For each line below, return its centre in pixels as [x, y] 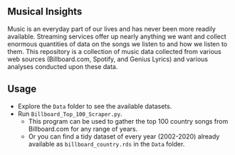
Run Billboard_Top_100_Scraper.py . [70, 114]
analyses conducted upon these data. [63, 66]
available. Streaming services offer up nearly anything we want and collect [117, 36]
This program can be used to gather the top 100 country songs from [128, 121]
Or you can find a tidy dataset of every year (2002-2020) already [124, 136]
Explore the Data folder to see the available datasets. [95, 106]
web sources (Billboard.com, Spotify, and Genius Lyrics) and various [108, 59]
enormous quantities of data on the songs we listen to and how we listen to [117, 44]
